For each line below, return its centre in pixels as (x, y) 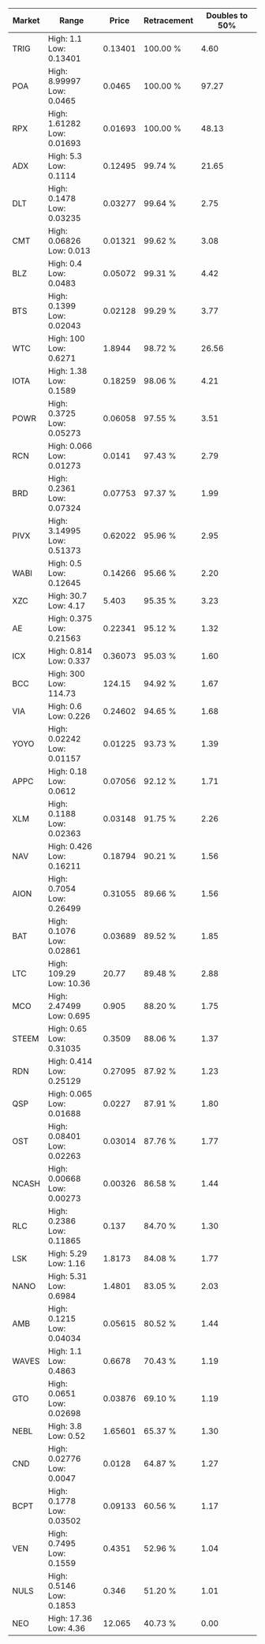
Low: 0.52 (67, 1436)
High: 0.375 (70, 618)
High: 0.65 (67, 1029)
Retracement (168, 21)
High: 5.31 (67, 1276)
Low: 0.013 (69, 250)
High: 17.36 (70, 1618)
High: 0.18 (67, 771)
